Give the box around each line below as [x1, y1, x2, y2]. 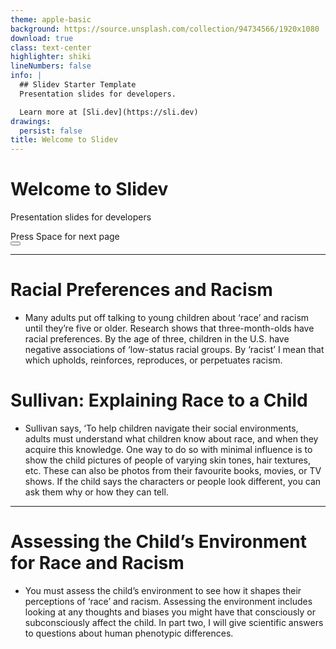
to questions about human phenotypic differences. [24, 627, 234, 639]
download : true [10, 33, 74, 43]
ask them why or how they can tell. [24, 486, 169, 498]
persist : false [19, 126, 83, 136]
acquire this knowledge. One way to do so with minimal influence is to [24, 443, 313, 455]
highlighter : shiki [10, 52, 92, 62]
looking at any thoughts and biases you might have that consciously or [24, 606, 317, 618]
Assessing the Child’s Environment [10, 531, 308, 553]
